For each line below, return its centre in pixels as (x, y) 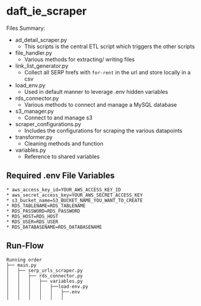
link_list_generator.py (42, 66)
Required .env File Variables (61, 176)
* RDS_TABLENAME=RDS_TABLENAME (46, 205)
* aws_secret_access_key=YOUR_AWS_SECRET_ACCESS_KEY (75, 195)
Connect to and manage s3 (58, 118)
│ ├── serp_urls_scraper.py (45, 270)
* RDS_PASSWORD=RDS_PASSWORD (43, 211)
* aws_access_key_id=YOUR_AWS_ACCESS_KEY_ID (64, 190)
